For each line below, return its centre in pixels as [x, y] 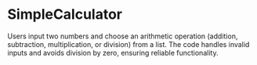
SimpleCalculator [65, 14]
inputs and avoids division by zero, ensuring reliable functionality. [113, 52]
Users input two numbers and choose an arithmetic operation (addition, [123, 36]
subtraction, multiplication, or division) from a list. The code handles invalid [128, 44]
